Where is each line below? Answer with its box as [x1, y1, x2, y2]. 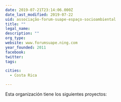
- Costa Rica [10, 73, 37, 78]
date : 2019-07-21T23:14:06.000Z [5, 7, 73, 13]
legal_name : [5, 26, 30, 31]
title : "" [5, 21, 26, 27]
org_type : [5, 36, 26, 41]
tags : [5, 59, 17, 64]
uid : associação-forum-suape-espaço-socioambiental [5, 17, 116, 22]
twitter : [5, 54, 24, 60]
